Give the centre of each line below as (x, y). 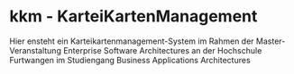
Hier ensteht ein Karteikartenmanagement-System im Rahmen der (132, 41)
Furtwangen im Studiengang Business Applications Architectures (130, 60)
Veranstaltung (35, 50)
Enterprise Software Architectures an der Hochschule (162, 50)
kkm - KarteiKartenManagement (133, 16)
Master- (271, 41)
